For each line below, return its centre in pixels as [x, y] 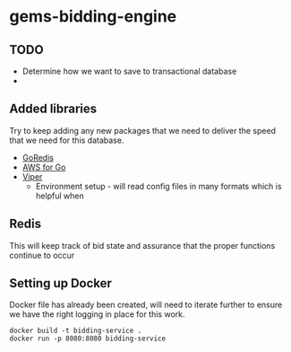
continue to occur [42, 255]
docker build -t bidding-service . [76, 331]
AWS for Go [44, 167]
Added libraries [53, 109]
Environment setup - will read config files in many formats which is [158, 186]
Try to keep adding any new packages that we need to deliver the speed [142, 130]
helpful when [60, 196]
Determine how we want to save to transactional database [129, 71]
